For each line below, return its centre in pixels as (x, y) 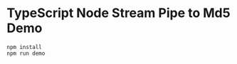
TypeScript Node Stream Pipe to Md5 (118, 13)
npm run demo (26, 53)
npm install (24, 47)
